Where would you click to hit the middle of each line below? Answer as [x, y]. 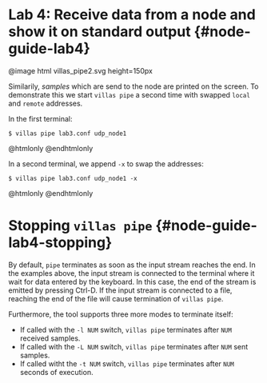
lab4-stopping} [60, 243]
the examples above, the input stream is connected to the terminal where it [132, 273]
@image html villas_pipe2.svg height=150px [81, 70]
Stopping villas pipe [80, 226]
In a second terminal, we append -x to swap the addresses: [106, 164]
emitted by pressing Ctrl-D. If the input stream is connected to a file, [120, 290]
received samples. [50, 338]
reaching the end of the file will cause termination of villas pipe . [116, 298]
